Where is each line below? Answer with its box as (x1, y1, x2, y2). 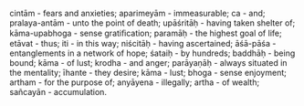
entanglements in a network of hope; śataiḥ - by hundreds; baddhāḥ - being (9, 48, 296, 58)
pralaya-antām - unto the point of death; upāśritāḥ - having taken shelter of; (9, 17, 296, 28)
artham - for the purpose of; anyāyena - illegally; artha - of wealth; (9, 77, 260, 88)
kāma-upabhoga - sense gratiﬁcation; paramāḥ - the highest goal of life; (9, 27, 282, 38)
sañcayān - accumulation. (9, 87, 108, 97)
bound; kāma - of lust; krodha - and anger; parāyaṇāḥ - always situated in (9, 58, 288, 68)
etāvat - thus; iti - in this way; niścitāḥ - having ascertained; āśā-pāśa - (9, 38, 277, 48)
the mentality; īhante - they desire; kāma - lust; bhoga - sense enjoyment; (9, 68, 288, 78)
